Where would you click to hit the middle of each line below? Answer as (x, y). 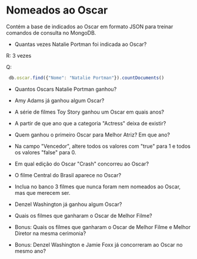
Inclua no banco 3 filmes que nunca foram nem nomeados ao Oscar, (98, 187)
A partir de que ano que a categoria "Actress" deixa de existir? (90, 123)
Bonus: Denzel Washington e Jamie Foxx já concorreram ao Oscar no (98, 244)
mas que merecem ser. (42, 192)
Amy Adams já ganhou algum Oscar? (59, 100)
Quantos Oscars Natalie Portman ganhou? (66, 89)
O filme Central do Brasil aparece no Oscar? (68, 175)
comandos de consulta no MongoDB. (51, 32)
